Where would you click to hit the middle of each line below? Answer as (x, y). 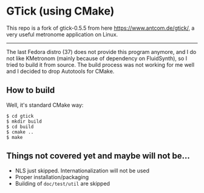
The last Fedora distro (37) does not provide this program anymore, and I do (101, 52)
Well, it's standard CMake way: (45, 105)
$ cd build (20, 127)
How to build (31, 90)
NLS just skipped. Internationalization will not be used (82, 171)
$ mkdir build (24, 121)
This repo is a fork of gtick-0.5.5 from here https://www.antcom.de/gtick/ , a (100, 28)
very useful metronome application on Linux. (62, 34)
